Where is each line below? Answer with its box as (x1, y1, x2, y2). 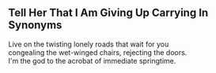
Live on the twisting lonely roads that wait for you (8, 39, 169, 49)
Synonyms (8, 19, 63, 32)
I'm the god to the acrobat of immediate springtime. (8, 56, 176, 65)
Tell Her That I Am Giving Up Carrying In (8, 6, 209, 20)
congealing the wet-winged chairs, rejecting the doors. (8, 47, 188, 57)
